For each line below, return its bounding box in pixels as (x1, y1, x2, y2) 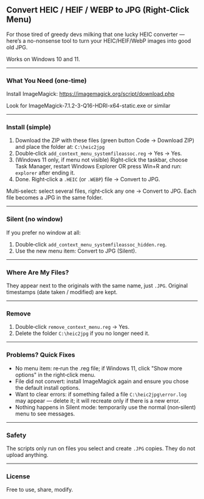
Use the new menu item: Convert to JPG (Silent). (15, 247, 137, 254)
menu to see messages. (15, 410, 75, 417)
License (6, 472, 30, 481)
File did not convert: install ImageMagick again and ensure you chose (15, 378, 189, 385)
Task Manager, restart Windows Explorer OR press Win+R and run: (15, 163, 182, 170)
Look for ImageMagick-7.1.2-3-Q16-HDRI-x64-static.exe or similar (6, 102, 171, 109)
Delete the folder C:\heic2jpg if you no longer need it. (15, 329, 150, 337)
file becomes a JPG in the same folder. (6, 194, 103, 201)
